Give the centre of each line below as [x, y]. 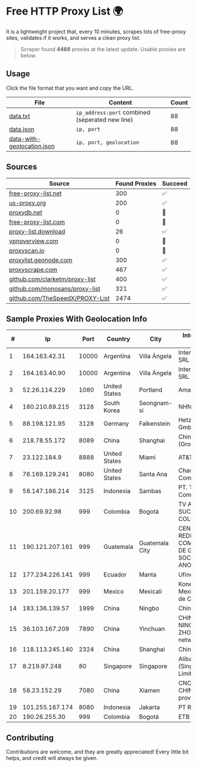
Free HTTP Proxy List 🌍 [65, 11]
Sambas [150, 491]
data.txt [20, 116]
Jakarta [149, 707]
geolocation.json [32, 146]
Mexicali [150, 592]
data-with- [25, 138]
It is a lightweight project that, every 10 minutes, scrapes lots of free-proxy [96, 31]
